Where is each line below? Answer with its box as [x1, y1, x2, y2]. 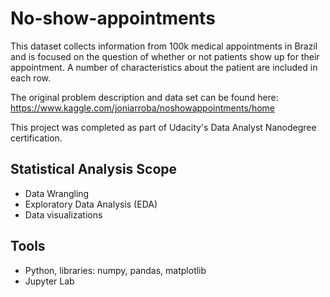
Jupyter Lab [24, 275, 75, 287]
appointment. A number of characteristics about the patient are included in [10, 61, 318, 73]
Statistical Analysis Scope [10, 161, 178, 178]
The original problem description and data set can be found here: [10, 91, 279, 103]
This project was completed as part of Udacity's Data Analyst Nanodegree [10, 121, 317, 133]
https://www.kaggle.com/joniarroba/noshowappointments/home [10, 102, 275, 114]
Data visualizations [24, 208, 103, 221]
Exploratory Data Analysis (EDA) [24, 198, 158, 210]
